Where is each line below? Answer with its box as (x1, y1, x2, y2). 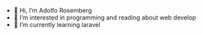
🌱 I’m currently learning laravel (13, 21, 101, 28)
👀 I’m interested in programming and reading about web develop (13, 13, 196, 22)
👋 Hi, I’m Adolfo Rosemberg (13, 7, 92, 14)
